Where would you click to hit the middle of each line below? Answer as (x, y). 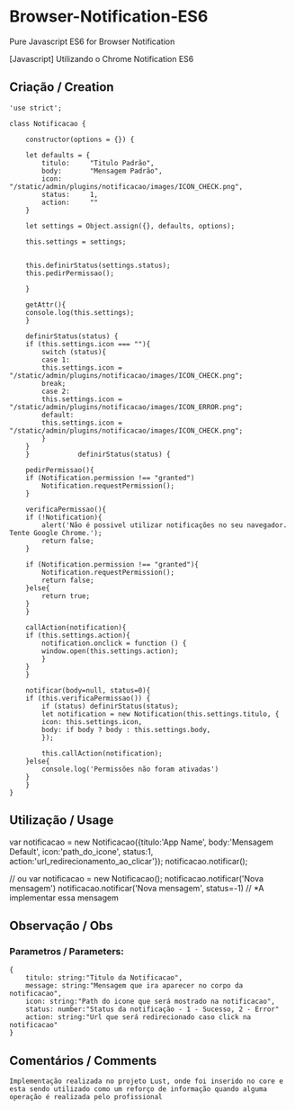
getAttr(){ (46, 304)
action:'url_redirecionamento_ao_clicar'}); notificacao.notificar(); (129, 861)
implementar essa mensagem (64, 898)
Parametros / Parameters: (67, 951)
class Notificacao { (48, 123)
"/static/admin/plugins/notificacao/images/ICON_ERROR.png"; (126, 407)
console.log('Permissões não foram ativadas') (130, 769)
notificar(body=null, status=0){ (88, 690)
